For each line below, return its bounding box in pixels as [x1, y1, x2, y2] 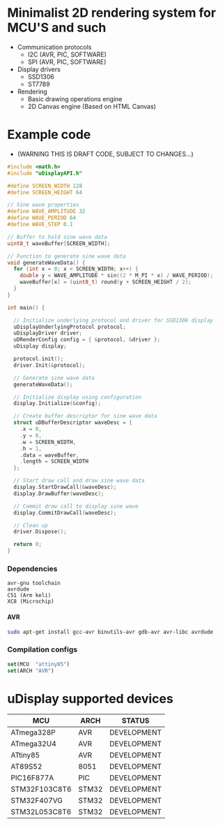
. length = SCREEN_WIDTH [20, 458, 89, 465]
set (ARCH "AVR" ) [7, 667, 54, 674]
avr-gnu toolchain [7, 580, 61, 587]
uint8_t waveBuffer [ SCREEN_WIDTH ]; [7, 239, 111, 247]
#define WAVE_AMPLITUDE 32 [7, 208, 86, 215]
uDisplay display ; [13, 343, 68, 350]
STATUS [121, 716, 150, 725]
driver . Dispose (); [13, 529, 68, 536]
